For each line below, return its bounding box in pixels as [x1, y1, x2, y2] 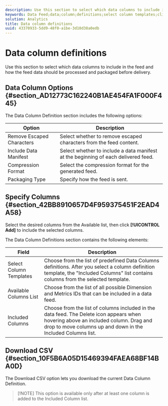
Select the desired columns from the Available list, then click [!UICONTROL [5, 222, 160, 228]
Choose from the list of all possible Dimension [44, 284, 152, 291]
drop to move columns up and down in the [44, 323, 143, 330]
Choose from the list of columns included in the [44, 304, 155, 311]
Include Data [7, 147, 37, 154]
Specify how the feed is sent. [59, 176, 128, 183]
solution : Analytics [5, 16, 48, 21]
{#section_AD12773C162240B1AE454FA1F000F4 [5, 91, 162, 100]
